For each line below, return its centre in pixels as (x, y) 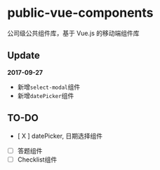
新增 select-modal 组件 (49, 87)
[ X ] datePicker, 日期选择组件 (60, 136)
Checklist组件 (37, 160)
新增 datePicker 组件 (46, 95)
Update (24, 56)
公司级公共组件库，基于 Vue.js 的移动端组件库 (73, 33)
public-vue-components (80, 13)
